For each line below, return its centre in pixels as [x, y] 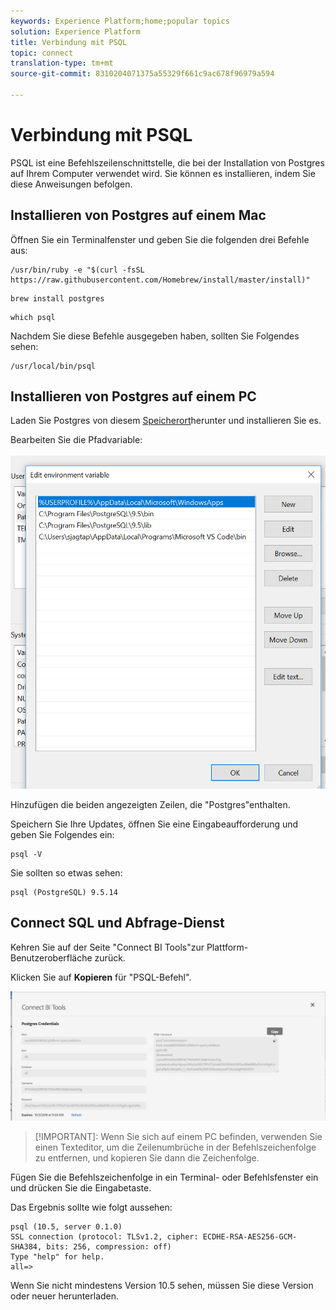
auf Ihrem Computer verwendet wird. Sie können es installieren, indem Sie [163, 173]
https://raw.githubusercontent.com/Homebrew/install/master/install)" [160, 280]
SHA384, [26, 1246]
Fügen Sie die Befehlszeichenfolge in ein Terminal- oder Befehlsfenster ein [164, 1177]
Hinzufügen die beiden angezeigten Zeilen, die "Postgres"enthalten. [150, 804]
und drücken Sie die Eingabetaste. [81, 1187]
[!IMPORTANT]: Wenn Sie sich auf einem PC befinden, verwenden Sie [178, 1136]
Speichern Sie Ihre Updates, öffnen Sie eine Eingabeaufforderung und [154, 824]
